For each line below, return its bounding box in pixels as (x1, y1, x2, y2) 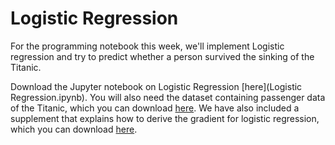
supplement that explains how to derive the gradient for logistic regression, (10, 112, 320, 124)
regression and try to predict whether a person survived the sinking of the (10, 50, 315, 62)
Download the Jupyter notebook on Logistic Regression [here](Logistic (10, 80, 303, 92)
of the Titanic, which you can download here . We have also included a (10, 102, 300, 114)
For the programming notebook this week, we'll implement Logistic (10, 40, 285, 52)
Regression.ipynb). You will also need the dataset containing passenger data (10, 91, 326, 103)
